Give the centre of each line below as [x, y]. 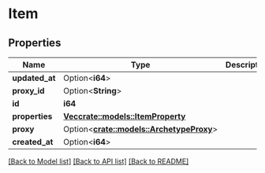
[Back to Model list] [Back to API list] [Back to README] [99, 161]
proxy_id [28, 91]
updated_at [34, 78]
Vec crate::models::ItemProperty [124, 116]
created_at [33, 142]
